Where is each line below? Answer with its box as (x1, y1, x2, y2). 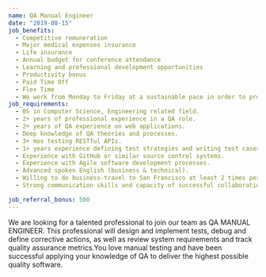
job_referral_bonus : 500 (8, 195, 90, 203)
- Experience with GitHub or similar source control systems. (15, 152, 225, 160)
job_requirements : (8, 100, 69, 108)
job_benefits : (8, 26, 55, 34)
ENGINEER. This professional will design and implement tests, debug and (8, 225, 247, 235)
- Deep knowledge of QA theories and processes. (15, 129, 179, 137)
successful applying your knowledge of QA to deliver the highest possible (8, 251, 249, 260)
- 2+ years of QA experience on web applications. (15, 122, 186, 130)
